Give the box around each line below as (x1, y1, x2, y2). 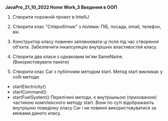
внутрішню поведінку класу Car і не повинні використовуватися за (12, 105, 156, 110)
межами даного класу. (12, 110, 62, 116)
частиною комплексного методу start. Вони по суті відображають (12, 99, 154, 105)
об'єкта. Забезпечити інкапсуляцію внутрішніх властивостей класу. (12, 44, 158, 49)
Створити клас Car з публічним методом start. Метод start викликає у (12, 68, 163, 74)
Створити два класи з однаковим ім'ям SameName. (12, 53, 124, 59)
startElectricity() (12, 83, 46, 89)
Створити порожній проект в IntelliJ (12, 14, 89, 19)
